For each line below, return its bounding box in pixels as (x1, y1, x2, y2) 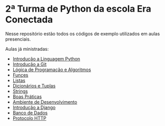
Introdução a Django (12, 104, 56, 110)
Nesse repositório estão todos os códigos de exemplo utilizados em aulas (5, 30, 160, 37)
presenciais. (5, 36, 31, 42)
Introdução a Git (12, 61, 47, 67)
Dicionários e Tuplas (12, 82, 56, 89)
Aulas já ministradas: (5, 46, 49, 52)
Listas (12, 77, 25, 83)
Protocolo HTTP (12, 115, 47, 121)
